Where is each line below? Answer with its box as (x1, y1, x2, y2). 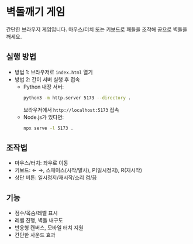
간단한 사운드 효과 (14, 232, 56, 239)
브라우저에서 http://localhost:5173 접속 (23, 106, 119, 113)
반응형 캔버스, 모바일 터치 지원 (14, 224, 84, 231)
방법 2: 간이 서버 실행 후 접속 (14, 75, 80, 83)
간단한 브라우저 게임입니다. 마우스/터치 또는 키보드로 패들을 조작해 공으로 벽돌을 (6, 26, 188, 33)
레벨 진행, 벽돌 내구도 (14, 217, 63, 224)
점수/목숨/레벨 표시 (14, 209, 58, 216)
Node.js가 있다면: (23, 114, 64, 121)
